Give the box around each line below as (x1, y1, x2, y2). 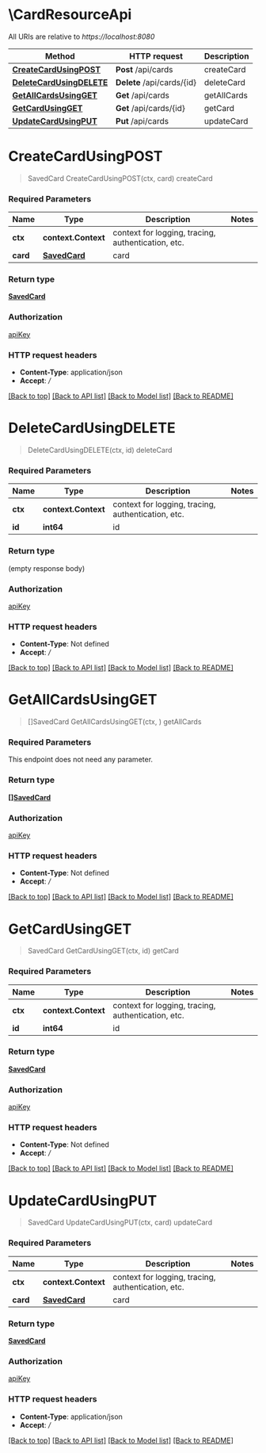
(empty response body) (8, 563, 85, 573)
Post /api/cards (116, 63, 173, 75)
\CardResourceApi (8, 6, 132, 24)
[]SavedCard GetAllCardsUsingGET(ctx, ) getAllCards (27, 717, 202, 726)
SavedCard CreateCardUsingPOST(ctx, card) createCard (27, 173, 214, 183)
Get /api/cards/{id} (116, 102, 186, 113)
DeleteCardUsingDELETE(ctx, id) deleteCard (27, 446, 173, 454)
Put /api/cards (116, 115, 169, 126)
